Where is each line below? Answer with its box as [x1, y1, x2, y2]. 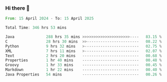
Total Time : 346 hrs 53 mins [5, 25, 67, 30]
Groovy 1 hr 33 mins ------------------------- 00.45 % [5, 63, 162, 68]
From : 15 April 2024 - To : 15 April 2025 [5, 16, 94, 21]
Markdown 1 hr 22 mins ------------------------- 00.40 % [5, 67, 162, 72]
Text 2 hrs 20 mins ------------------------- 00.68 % [5, 53, 162, 58]
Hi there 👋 [5, 5, 30, 12]
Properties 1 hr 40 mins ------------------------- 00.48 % [5, 58, 162, 63]
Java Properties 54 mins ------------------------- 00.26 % [5, 72, 162, 77]
